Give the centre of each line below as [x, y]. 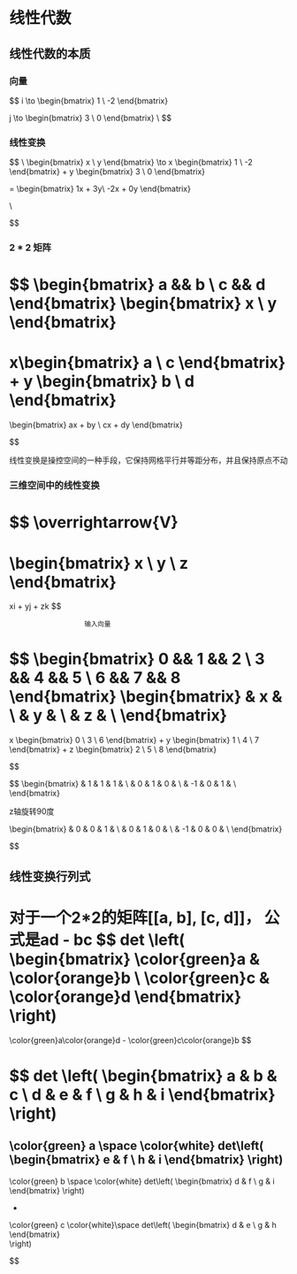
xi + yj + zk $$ [35, 606]
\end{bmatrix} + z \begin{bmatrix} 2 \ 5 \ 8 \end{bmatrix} [113, 749]
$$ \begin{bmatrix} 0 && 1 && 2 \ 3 [137, 659]
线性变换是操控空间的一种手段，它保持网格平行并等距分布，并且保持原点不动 [148, 460]
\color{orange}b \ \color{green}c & [140, 978]
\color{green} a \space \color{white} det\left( [137, 1146]
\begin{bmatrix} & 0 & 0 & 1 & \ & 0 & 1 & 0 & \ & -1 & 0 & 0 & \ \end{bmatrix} [146, 829]
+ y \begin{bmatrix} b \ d [102, 382]
